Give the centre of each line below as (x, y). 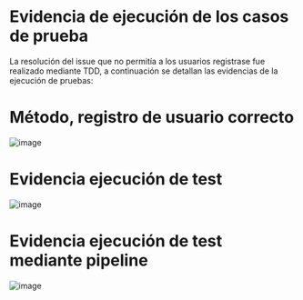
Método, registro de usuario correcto (151, 118)
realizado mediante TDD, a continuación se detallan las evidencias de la (144, 71)
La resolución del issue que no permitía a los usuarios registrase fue (137, 61)
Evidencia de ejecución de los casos (149, 17)
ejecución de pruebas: (51, 80)
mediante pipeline (79, 260)
